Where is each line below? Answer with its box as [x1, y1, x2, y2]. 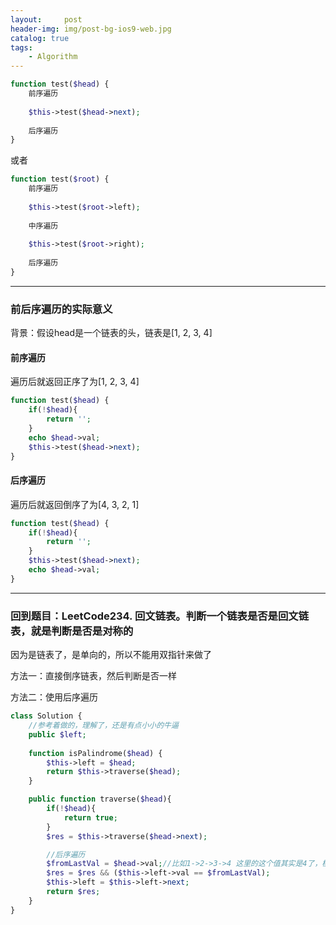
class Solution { [10, 711, 83, 721]
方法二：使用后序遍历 [10, 691, 98, 703]
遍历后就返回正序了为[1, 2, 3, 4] [10, 376, 140, 388]
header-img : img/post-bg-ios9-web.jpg [10, 24, 172, 34]
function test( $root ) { [10, 174, 110, 185]
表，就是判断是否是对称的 [10, 624, 134, 638]
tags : [10, 42, 33, 53]
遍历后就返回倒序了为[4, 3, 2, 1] [10, 498, 140, 510]
